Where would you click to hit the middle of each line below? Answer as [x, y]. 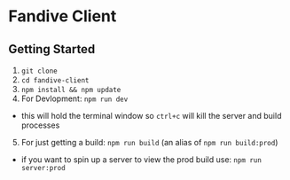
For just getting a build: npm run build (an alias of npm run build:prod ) [149, 142]
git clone [39, 71]
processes [40, 125]
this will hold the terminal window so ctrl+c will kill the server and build [151, 116]
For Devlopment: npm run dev [74, 98]
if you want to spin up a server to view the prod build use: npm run [141, 160]
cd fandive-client [55, 81]
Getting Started [52, 49]
